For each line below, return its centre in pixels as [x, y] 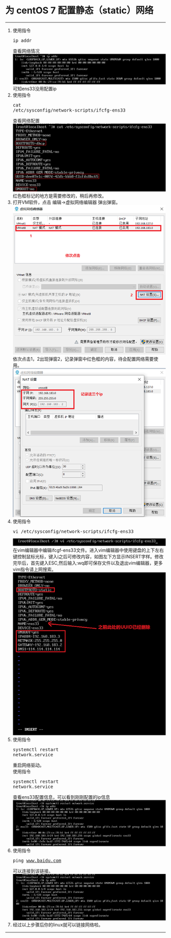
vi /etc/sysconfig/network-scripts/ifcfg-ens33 [73, 532]
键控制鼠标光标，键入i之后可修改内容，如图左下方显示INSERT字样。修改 [88, 556]
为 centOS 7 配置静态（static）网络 [79, 10]
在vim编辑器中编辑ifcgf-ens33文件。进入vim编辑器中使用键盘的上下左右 [88, 550]
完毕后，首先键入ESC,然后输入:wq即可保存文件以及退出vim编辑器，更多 [88, 563]
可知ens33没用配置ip [35, 89]
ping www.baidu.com [37, 861]
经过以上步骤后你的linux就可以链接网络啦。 [58, 925]
